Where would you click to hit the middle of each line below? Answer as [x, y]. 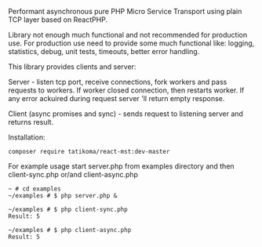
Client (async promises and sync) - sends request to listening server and [126, 114]
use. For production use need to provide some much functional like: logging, [131, 43]
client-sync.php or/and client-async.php [73, 174]
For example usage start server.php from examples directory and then [121, 166]
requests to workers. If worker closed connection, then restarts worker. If [126, 90]
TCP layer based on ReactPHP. [58, 20]
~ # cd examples [35, 189]
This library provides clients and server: [72, 67]
